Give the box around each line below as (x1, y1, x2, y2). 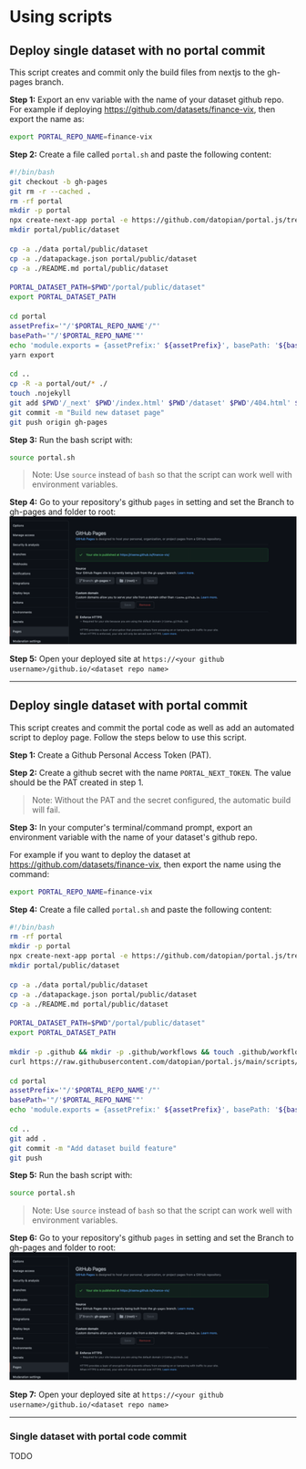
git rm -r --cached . (9, 187, 92, 196)
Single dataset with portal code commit (9, 1430, 188, 1443)
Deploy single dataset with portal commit (9, 698, 249, 713)
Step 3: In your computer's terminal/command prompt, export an (9, 822, 253, 833)
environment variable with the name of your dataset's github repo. (9, 832, 258, 843)
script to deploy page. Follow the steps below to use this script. (9, 731, 248, 742)
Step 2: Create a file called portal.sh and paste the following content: (9, 149, 271, 160)
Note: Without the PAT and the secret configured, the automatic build (31, 794, 291, 805)
